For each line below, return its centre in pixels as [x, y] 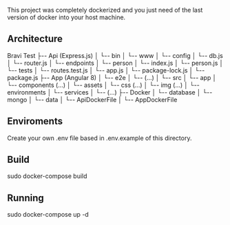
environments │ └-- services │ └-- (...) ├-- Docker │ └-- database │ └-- [110, 92]
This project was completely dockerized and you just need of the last [105, 10]
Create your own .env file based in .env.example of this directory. [100, 138]
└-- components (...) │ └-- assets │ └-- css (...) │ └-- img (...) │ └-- [103, 85]
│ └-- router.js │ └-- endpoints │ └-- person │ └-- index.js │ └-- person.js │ [115, 63]
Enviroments [35, 121]
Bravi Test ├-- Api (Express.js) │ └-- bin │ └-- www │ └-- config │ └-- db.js [115, 55]
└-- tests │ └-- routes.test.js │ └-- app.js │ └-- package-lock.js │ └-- [106, 70]
